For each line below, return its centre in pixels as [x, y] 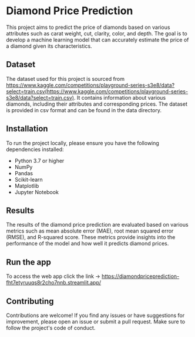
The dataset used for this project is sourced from [65, 78]
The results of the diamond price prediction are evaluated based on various [97, 225]
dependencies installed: [35, 149]
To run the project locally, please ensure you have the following [83, 143]
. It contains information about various [120, 97]
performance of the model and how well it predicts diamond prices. [88, 244]
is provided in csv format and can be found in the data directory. [84, 110]
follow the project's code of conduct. [51, 328]
